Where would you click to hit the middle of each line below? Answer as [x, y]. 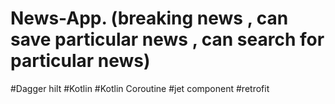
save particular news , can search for [167, 39]
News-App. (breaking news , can [149, 18]
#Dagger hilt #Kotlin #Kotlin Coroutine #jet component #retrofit [140, 88]
